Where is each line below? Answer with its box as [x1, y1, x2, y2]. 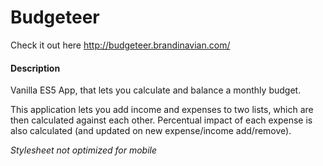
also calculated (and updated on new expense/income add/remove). [10, 125, 292, 137]
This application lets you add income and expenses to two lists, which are [10, 104, 314, 116]
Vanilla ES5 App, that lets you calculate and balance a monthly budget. [10, 84, 302, 96]
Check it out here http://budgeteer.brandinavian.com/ [10, 39, 231, 51]
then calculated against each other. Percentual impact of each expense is [10, 114, 313, 126]
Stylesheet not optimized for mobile [10, 144, 158, 156]
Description [10, 62, 61, 74]
